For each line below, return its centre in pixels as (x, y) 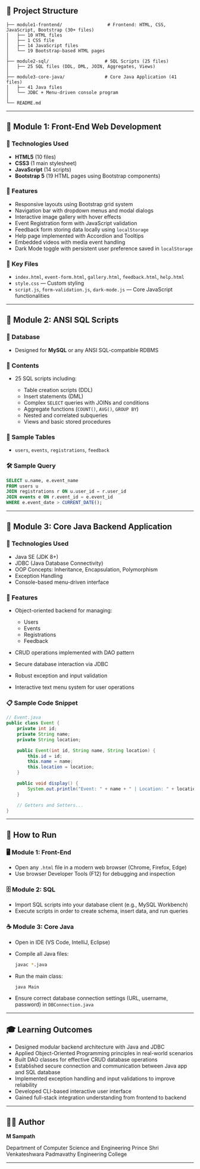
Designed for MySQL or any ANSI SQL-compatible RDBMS (87, 350)
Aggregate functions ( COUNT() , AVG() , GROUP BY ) (81, 409)
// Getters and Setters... (50, 805)
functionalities (32, 296)
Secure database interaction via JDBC (61, 664)
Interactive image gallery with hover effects (68, 217)
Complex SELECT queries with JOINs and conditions (86, 403)
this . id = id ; (45, 756)
